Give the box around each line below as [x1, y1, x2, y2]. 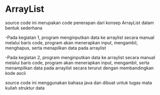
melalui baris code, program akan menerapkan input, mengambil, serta [5, 60, 150, 65]
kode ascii [5, 70, 26, 76]
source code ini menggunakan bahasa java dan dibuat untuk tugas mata [5, 80, 152, 86]
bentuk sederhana [5, 25, 43, 31]
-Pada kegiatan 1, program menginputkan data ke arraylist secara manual [5, 34, 155, 40]
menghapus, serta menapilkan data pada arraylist [5, 45, 107, 51]
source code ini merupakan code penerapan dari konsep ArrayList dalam [5, 20, 155, 26]
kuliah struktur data [5, 85, 45, 91]
